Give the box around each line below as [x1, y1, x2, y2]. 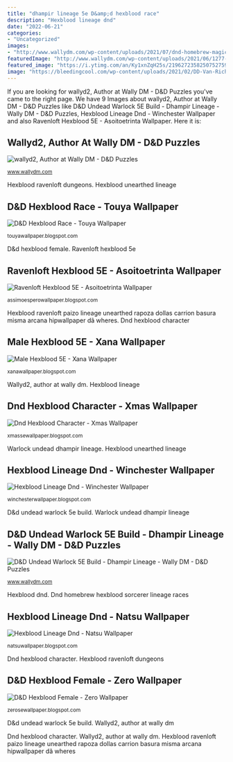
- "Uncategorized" [7, 36, 60, 43]
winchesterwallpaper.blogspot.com [7, 496, 92, 503]
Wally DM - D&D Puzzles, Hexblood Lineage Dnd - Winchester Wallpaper [7, 109, 216, 118]
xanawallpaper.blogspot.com [7, 368, 76, 375]
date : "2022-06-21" [7, 23, 64, 30]
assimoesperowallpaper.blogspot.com [7, 296, 98, 304]
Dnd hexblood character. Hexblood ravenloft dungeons [7, 655, 164, 663]
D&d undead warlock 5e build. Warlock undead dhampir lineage [7, 508, 189, 517]
